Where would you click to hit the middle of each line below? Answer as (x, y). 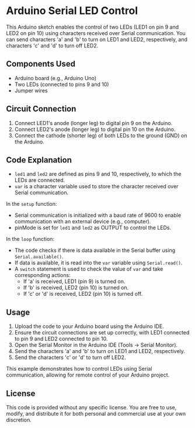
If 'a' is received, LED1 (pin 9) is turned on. (74, 281)
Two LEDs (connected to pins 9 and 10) (62, 84)
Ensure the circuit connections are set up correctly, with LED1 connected (102, 333)
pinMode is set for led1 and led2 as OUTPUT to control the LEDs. (93, 228)
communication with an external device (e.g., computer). (83, 222)
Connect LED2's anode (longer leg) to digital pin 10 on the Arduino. (95, 129)
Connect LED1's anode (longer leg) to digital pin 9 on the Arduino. (93, 123)
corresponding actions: (43, 275)
